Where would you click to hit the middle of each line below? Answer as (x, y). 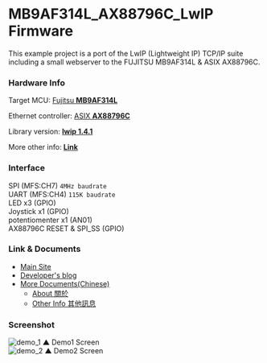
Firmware (41, 31)
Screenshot (31, 324)
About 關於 (50, 293)
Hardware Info (37, 83)
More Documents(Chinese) (65, 283)
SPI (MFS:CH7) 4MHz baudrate (58, 185)
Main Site (35, 266)
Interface (27, 168)
